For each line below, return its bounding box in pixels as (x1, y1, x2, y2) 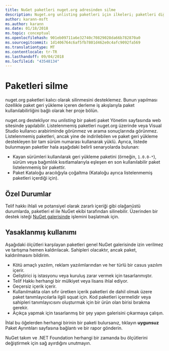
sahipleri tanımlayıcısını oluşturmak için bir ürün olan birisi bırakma (12, 299, 150, 305)
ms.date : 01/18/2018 (5, 26, 49, 31)
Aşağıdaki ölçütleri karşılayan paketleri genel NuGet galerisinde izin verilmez (5, 242, 163, 248)
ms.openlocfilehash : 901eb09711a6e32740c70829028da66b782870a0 (5, 36, 141, 41)
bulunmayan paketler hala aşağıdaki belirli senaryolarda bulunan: (5, 144, 140, 150)
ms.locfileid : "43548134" (5, 59, 59, 64)
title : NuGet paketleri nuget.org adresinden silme (5, 7, 116, 13)
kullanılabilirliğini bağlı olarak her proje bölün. (5, 107, 99, 113)
